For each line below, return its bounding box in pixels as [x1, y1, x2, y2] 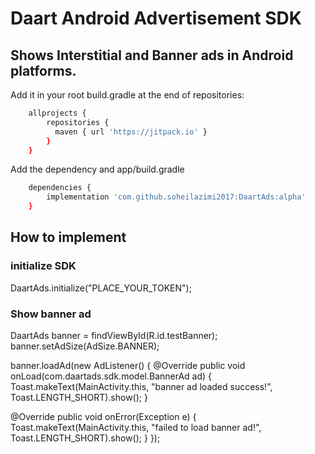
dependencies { [28, 183, 92, 193]
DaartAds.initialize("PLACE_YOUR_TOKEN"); [10, 282, 192, 294]
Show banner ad [10, 307, 92, 321]
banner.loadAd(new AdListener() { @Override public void [10, 359, 246, 371]
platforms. [10, 62, 77, 79]
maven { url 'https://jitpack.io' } [54, 127, 208, 137]
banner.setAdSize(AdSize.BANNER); [10, 340, 160, 352]
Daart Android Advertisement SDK [10, 7, 302, 30]
